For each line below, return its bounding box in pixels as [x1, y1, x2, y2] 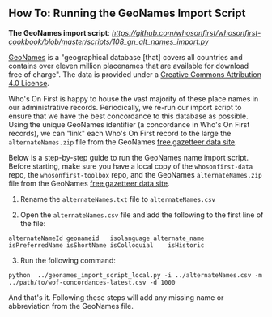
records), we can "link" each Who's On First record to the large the [8, 128, 232, 138]
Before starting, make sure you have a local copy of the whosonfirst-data [8, 161, 253, 171]
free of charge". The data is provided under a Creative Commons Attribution [8, 69, 261, 79]
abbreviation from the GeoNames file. [8, 301, 134, 311]
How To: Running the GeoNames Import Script [8, 6, 246, 20]
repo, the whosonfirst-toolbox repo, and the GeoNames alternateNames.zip [8, 169, 262, 179]
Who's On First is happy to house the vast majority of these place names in [8, 93, 259, 104]
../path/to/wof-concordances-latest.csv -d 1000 [8, 278, 176, 286]
